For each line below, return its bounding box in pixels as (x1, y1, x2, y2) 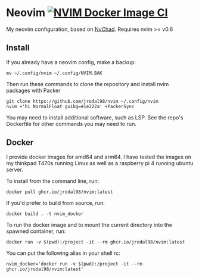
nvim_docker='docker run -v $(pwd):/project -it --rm (6, 261, 143, 267)
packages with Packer (6, 87, 61, 94)
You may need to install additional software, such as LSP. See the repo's (6, 113, 184, 121)
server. (6, 166, 24, 173)
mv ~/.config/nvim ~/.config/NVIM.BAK (6, 70, 102, 76)
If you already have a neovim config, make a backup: (6, 58, 136, 65)
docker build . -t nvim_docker (6, 211, 84, 217)
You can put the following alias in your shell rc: (6, 249, 120, 257)
